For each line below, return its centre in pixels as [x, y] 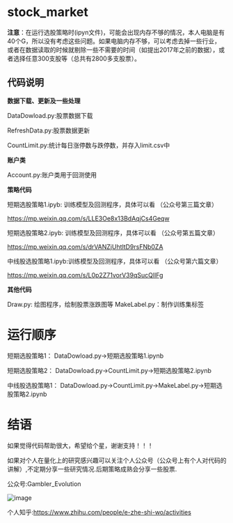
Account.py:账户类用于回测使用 [52, 174]
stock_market [48, 12]
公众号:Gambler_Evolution [44, 484]
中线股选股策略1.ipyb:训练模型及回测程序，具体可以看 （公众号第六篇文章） [115, 261]
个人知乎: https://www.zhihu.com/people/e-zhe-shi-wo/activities [99, 512]
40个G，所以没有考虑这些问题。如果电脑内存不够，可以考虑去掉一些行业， [114, 41]
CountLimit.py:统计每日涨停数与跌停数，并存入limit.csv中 [89, 145]
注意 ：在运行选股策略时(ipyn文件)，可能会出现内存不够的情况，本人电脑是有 [116, 32]
